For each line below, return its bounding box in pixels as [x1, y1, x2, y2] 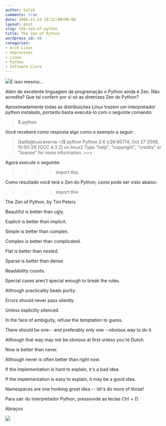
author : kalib [5, 7, 36, 13]
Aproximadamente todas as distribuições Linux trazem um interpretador [5, 104, 156, 110]
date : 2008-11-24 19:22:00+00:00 [5, 17, 76, 22]
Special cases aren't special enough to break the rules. [5, 278, 120, 284]
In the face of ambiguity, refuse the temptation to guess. [5, 317, 123, 323]
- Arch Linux [5, 45, 33, 50]
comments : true [5, 12, 38, 17]
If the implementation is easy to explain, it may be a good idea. [5, 376, 136, 382]
